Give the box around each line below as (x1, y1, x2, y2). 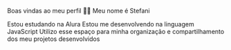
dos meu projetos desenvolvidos (7, 35, 100, 43)
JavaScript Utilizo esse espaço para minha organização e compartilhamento (7, 28, 225, 35)
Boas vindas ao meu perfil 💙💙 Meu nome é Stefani (7, 7, 150, 15)
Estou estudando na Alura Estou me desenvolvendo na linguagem (7, 20, 195, 28)
